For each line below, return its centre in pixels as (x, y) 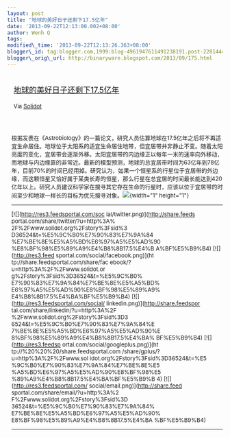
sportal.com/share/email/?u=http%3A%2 (65, 392)
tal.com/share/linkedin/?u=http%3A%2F (64, 310)
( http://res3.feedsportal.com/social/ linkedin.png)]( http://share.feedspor (106, 303)
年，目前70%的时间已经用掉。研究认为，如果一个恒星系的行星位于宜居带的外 (112, 170)
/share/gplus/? (141, 351)
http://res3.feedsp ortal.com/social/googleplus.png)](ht (86, 344)
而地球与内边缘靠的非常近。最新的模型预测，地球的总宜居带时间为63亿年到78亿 (116, 162)
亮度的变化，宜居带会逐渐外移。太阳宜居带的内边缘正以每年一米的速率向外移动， (117, 154)
